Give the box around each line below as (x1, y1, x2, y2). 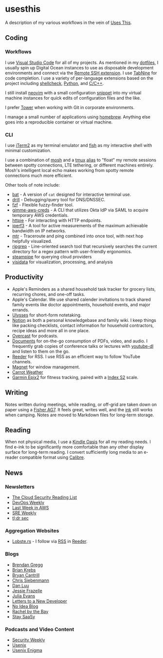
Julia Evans (12, 593, 36, 599)
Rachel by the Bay (12, 608, 49, 614)
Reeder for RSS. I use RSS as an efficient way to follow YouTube (12, 353, 141, 360)
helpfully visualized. (12, 238, 53, 244)
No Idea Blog (12, 603, 38, 609)
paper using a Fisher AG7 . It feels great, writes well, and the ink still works (5, 406, 153, 412)
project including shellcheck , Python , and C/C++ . (5, 80, 104, 86)
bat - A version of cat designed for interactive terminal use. (12, 191, 131, 197)
